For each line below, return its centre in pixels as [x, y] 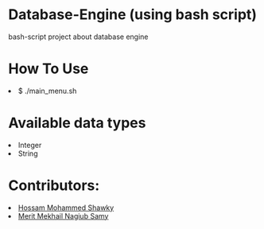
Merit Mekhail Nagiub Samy [64, 215]
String [28, 153]
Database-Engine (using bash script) [132, 15]
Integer [30, 145]
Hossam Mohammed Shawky [66, 208]
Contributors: [54, 185]
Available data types [77, 123]
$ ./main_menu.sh [48, 91]
